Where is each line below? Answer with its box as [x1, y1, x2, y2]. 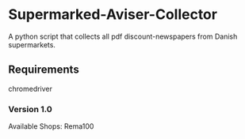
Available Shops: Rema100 [8, 122, 94, 131]
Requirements [8, 63, 79, 77]
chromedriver [8, 84, 53, 93]
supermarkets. [8, 39, 56, 49]
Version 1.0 [8, 103, 53, 115]
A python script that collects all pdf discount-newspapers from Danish [8, 32, 238, 41]
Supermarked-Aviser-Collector [8, 6, 218, 24]
